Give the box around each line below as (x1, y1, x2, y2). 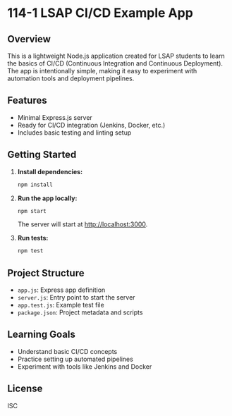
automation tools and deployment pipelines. (7, 74, 135, 82)
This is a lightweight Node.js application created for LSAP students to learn (7, 51, 226, 60)
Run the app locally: (17, 194, 78, 202)
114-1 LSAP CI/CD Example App (7, 5, 194, 21)
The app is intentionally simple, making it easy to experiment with (7, 67, 197, 75)
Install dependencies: (17, 167, 83, 176)
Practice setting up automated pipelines (17, 355, 134, 363)
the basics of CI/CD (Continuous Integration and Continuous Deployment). (7, 59, 224, 68)
